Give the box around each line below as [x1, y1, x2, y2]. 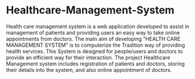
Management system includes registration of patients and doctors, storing [6, 60, 185, 67]
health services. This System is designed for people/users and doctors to [6, 47, 183, 54]
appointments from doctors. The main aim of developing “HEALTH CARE [6, 35, 180, 42]
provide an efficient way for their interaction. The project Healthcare [6, 54, 171, 61]
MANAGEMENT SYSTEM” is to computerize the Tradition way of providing [6, 42, 186, 49]
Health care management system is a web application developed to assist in [6, 23, 190, 30]
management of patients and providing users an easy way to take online [6, 29, 180, 36]
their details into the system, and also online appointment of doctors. [6, 66, 172, 73]
